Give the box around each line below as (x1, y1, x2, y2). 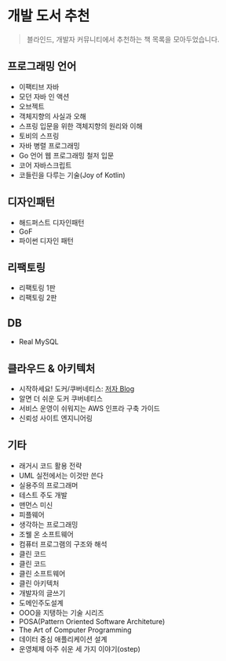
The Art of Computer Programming (18, 625, 132, 634)
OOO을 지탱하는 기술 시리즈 (18, 608, 104, 617)
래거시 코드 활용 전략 (18, 460, 82, 470)
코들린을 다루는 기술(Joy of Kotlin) (18, 170, 126, 180)
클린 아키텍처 (18, 578, 60, 588)
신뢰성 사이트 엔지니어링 (18, 413, 93, 423)
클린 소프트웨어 (18, 568, 66, 578)
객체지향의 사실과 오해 (18, 111, 87, 121)
